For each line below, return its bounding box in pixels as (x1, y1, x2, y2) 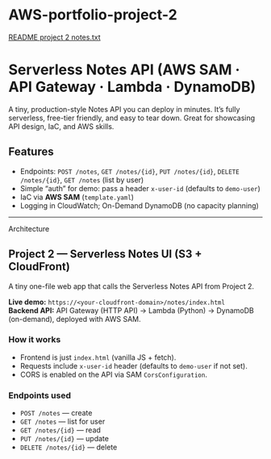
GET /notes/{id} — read (19, 425, 101, 435)
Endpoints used (8, 390, 71, 401)
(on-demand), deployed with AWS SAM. (8, 314, 141, 323)
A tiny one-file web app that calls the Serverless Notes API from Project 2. (8, 281, 255, 291)
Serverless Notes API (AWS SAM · (8, 61, 240, 79)
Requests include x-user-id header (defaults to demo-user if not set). (19, 361, 248, 370)
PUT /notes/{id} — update (19, 434, 109, 444)
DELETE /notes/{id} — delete (19, 442, 118, 453)
